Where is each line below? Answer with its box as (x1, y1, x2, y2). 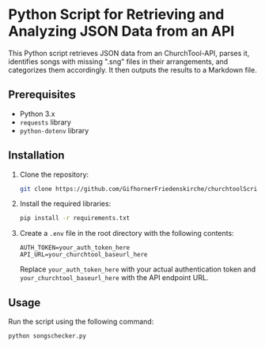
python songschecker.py (8, 332, 87, 340)
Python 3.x (19, 109, 55, 118)
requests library (19, 117, 71, 127)
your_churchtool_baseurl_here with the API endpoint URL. (19, 273, 209, 283)
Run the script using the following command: (8, 317, 154, 327)
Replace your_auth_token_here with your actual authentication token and (19, 264, 256, 274)
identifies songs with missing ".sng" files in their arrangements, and (8, 57, 229, 66)
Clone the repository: (19, 170, 89, 179)
